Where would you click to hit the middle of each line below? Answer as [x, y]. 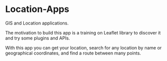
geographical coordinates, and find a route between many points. [73, 53]
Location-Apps [37, 9]
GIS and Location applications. [37, 23]
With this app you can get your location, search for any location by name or [83, 47]
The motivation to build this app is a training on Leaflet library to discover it [83, 32]
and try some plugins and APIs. [38, 38]
